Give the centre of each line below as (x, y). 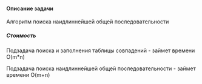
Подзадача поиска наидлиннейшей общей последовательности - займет (101, 68)
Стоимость (21, 35)
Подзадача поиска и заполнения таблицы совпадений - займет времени (101, 50)
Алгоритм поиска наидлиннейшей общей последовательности (88, 22)
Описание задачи (30, 8)
